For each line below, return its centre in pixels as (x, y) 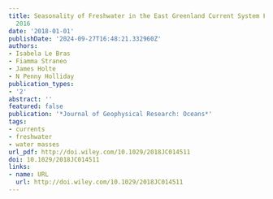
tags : (17, 122)
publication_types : (41, 84)
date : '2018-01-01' (41, 31)
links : (19, 167)
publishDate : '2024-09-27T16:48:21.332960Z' (85, 39)
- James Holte (32, 69)
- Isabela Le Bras (39, 54)
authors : (23, 46)
